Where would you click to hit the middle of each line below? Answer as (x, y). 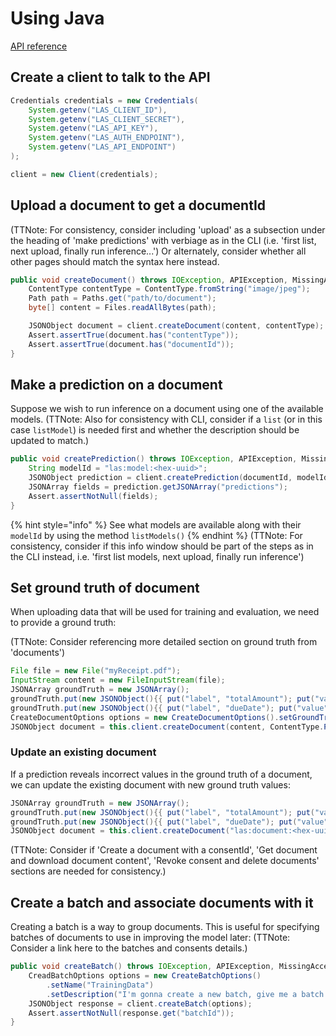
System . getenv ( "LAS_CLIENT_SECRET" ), (107, 119)
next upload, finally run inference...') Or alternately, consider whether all (158, 251)
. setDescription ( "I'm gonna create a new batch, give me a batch (185, 994)
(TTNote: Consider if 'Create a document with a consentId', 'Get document (164, 850)
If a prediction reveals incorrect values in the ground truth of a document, (161, 774)
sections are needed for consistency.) (88, 871)
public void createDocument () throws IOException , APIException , (149, 280)
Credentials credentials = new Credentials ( (104, 100)
